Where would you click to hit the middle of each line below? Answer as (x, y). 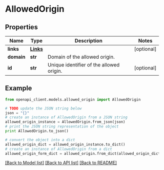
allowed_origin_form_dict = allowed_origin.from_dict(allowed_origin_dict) (84, 153)
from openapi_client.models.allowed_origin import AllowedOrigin (73, 99)
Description (89, 41)
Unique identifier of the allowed (83, 65)
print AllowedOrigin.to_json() (37, 131)
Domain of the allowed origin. (81, 57)
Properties (21, 27)
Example (19, 88)
